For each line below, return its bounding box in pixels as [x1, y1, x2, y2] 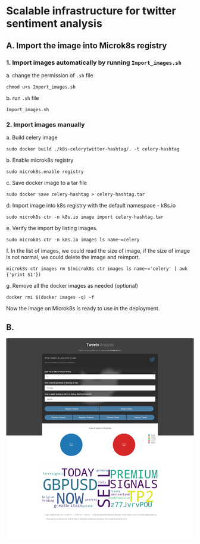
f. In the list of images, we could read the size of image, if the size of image [6, 247, 190, 254]
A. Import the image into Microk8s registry [6, 40, 167, 51]
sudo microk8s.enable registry [6, 169, 84, 175]
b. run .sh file [6, 94, 39, 102]
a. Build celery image [6, 134, 58, 141]
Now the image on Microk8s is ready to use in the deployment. [6, 305, 160, 312]
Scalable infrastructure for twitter [6, 4, 177, 18]
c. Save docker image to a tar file [6, 180, 87, 187]
